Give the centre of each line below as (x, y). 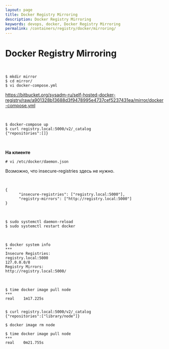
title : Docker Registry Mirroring (42, 15)
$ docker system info (28, 245)
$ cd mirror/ (19, 81)
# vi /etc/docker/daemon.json (37, 162)
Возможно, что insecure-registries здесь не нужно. (60, 171)
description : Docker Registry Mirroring (48, 19)
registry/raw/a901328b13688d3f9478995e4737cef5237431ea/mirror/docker (84, 100)
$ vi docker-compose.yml (31, 86)
